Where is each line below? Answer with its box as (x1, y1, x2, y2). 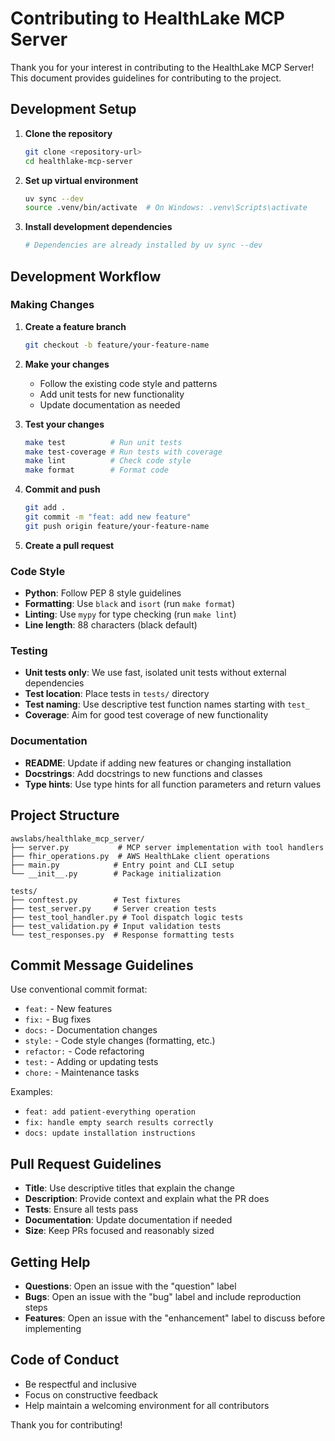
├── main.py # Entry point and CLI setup (10, 860, 235, 870)
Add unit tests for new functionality (39, 388, 185, 400)
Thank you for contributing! (10, 1418, 123, 1431)
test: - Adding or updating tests (24, 1056, 159, 1068)
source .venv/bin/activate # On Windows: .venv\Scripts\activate (24, 203, 308, 213)
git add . (24, 503, 67, 513)
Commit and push (24, 483, 101, 496)
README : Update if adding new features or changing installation (24, 757, 292, 769)
